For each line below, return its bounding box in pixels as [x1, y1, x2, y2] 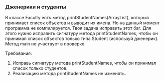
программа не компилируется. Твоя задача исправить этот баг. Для [5, 25, 152, 31]
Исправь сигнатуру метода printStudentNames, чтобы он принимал [12, 60, 157, 66]
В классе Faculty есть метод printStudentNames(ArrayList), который [5, 15, 149, 21]
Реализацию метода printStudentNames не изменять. [12, 71, 126, 77]
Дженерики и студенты [5, 3, 66, 10]
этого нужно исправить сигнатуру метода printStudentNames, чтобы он [5, 31, 158, 37]
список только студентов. [12, 65, 68, 71]
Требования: [5, 50, 32, 56]
